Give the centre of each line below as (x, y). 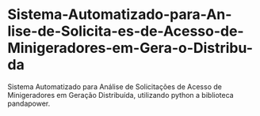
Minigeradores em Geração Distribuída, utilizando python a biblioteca (121, 95)
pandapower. (29, 103)
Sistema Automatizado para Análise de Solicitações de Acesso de (115, 86)
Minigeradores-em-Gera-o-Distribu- (130, 48)
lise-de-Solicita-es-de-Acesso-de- (126, 31)
